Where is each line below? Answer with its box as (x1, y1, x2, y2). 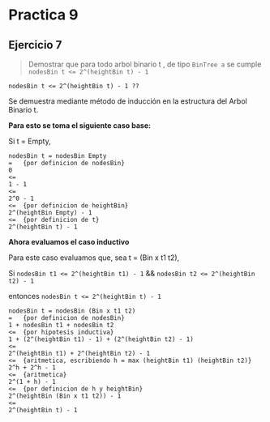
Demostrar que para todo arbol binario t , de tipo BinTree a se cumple (28, 59, 262, 69)
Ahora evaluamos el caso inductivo (8, 237, 130, 246)
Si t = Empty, (8, 136, 51, 146)
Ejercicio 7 (8, 38, 62, 52)
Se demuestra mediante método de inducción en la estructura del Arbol (8, 96, 247, 106)
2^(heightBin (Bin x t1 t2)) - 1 (8, 392, 122, 400)
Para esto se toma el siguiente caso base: (8, 121, 152, 130)
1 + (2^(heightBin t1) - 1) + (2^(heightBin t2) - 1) (8, 335, 195, 343)
